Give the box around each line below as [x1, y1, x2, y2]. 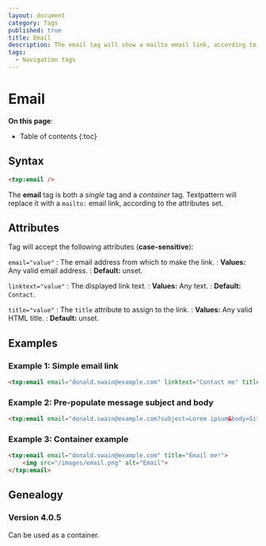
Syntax [8, 155, 44, 168]
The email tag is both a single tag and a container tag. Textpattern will [8, 189, 237, 199]
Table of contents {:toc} [19, 132, 97, 141]
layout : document [8, 11, 66, 20]
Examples [8, 336, 58, 349]
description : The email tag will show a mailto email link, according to [8, 41, 257, 49]
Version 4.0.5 [8, 512, 62, 523]
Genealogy [8, 488, 63, 502]
